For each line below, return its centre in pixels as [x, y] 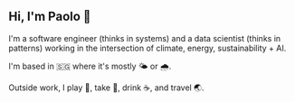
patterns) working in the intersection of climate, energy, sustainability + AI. [147, 48]
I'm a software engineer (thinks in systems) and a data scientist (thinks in [145, 38]
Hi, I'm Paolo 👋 [50, 17]
